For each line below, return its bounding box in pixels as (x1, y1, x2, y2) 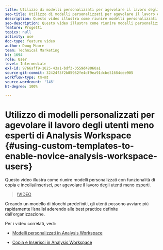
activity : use (5, 35, 34, 39)
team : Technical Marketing (5, 48, 60, 53)
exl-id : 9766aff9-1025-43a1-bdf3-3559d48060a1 (5, 66, 101, 71)
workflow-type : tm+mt (5, 75, 49, 80)
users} (5, 161, 33, 172)
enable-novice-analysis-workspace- (5, 150, 158, 161)
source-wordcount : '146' (5, 79, 55, 84)
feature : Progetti (5, 25, 42, 30)
